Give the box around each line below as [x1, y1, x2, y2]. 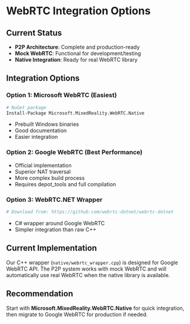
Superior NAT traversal [14, 168, 71, 175]
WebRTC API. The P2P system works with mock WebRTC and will [6, 265, 167, 272]
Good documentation [14, 127, 67, 134]
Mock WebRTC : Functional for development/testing [14, 50, 141, 57]
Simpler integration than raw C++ [14, 225, 97, 233]
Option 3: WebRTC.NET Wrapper [6, 195, 103, 204]
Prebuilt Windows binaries [14, 120, 79, 128]
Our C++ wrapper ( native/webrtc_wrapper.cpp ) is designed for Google [6, 259, 178, 266]
